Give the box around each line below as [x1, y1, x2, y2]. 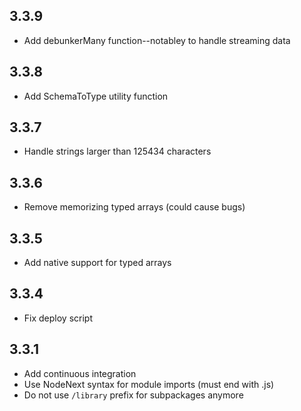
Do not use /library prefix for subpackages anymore [23, 389, 244, 401]
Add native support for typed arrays [23, 257, 172, 269]
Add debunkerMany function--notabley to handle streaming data [23, 34, 291, 46]
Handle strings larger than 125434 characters [23, 145, 212, 158]
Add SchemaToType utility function [23, 90, 169, 102]
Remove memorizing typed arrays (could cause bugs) [23, 201, 246, 213]
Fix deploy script [23, 312, 93, 324]
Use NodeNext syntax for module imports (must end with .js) [23, 378, 275, 390]
